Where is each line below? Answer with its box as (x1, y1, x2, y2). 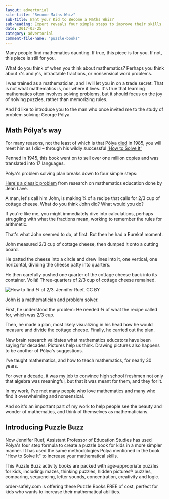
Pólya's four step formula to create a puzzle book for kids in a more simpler (5, 442, 162, 448)
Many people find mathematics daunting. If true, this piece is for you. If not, (5, 49, 162, 56)
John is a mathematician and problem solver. (5, 296, 99, 303)
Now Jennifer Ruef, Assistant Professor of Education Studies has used (5, 437, 152, 443)
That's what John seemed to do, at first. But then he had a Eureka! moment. (5, 231, 163, 237)
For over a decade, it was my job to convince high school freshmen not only (5, 373, 163, 379)
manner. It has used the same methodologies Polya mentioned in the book (5, 447, 160, 453)
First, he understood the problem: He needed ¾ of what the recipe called (5, 306, 158, 312)
